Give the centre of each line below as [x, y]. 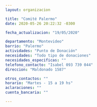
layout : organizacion [28, 10]
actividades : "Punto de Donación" [41, 51]
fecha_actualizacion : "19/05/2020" [42, 32]
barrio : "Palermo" [24, 46]
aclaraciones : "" [23, 88]
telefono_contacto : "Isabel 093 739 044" [49, 65]
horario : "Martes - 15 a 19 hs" [39, 83]
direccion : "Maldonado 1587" [36, 69]
